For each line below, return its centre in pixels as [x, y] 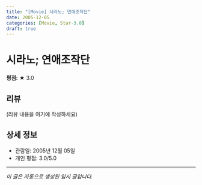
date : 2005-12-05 [28, 17]
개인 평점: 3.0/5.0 [36, 158]
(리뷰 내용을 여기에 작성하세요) [42, 114]
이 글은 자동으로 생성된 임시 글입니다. [50, 176]
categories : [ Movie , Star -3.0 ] [45, 23]
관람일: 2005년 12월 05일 [45, 150]
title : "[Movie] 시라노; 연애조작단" [48, 12]
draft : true [21, 29]
